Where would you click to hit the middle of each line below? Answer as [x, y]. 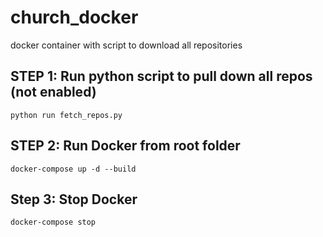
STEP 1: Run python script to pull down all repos [161, 76]
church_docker [74, 17]
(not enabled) [53, 92]
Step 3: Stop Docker [74, 199]
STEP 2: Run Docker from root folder [125, 146]
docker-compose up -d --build [73, 169]
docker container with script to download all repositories [126, 45]
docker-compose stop [53, 222]
